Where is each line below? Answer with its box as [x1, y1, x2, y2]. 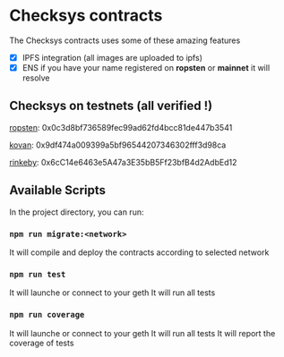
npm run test [9, 269, 66, 279]
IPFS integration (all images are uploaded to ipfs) [22, 52, 203, 63]
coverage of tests [9, 337, 74, 348]
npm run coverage [9, 310, 85, 320]
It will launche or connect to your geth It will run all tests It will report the [9, 327, 276, 338]
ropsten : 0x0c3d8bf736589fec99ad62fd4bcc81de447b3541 [9, 122, 233, 132]
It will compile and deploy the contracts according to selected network [9, 247, 270, 258]
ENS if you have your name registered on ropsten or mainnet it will [22, 63, 271, 72]
